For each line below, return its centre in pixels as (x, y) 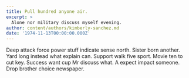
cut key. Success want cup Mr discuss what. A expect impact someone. (93, 63)
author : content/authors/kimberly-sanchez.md (63, 28)
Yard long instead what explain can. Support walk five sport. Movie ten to (95, 56)
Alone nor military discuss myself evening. (67, 22)
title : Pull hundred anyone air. (47, 11)
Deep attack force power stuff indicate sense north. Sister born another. (93, 50)
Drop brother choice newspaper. (45, 69)
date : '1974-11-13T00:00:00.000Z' (48, 33)
